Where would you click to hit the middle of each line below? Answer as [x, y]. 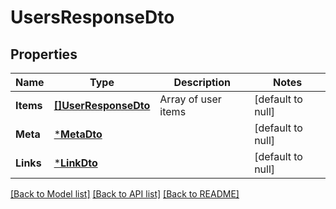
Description [202, 82]
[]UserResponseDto [102, 105]
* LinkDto [75, 163]
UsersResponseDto [92, 17]
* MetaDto [78, 134]
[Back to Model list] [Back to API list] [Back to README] [125, 194]
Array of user [190, 99]
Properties [44, 54]
